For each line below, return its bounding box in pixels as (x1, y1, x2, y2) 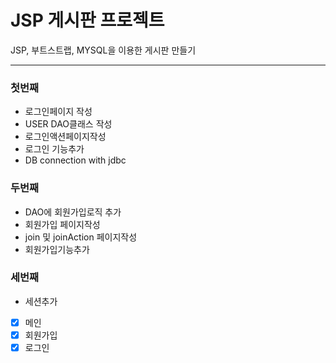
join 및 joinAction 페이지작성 (24, 231, 138, 243)
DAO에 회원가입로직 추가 (24, 206, 122, 218)
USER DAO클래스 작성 (24, 118, 113, 130)
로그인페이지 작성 (24, 106, 93, 118)
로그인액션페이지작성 (24, 131, 107, 143)
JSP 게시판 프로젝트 (10, 9, 165, 32)
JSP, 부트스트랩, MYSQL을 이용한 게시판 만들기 (10, 44, 197, 56)
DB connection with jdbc (24, 154, 127, 166)
